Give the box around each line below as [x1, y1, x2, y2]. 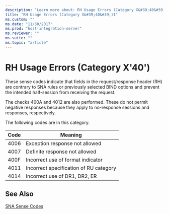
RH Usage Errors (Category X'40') [5, 61, 150, 73]
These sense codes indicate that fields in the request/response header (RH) [5, 79, 162, 85]
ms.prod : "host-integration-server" [5, 26, 82, 31]
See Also [5, 190, 34, 198]
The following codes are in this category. [5, 119, 90, 125]
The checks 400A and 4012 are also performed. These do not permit [5, 99, 148, 105]
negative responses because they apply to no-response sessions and [5, 104, 150, 110]
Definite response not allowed [26, 148, 97, 155]
